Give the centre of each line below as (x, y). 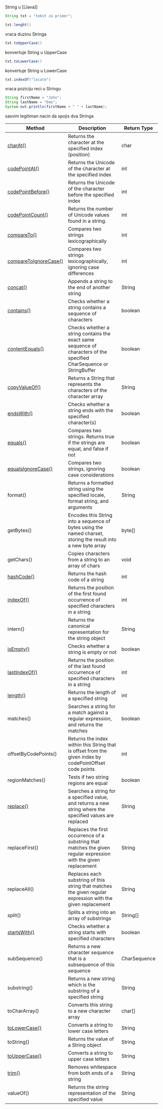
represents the (84, 384)
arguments (80, 507)
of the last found (87, 666)
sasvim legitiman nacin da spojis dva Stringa (49, 116)
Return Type (139, 128)
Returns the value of (91, 1039)
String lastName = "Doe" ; (31, 102)
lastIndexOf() (23, 672)
